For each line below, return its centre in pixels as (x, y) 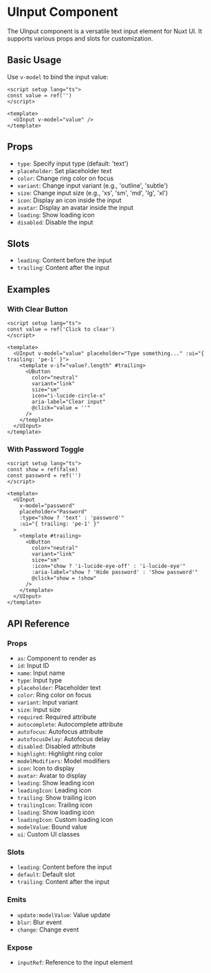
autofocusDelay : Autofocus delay (64, 739)
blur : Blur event (39, 922)
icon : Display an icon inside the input (69, 200)
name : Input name (41, 673)
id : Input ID (33, 666)
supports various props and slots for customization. (80, 38)
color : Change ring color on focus (65, 178)
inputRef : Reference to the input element (75, 962)
